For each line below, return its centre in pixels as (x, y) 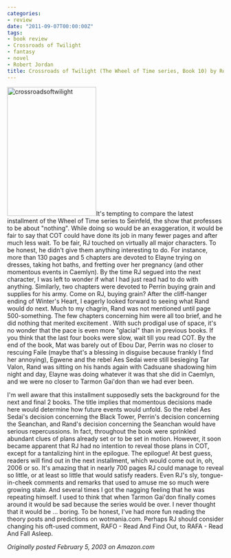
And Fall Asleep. (30, 533)
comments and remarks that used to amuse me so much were (122, 482)
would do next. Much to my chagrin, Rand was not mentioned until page (109, 308)
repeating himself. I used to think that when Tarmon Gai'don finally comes (111, 497)
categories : (24, 13)
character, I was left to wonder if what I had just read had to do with (103, 279)
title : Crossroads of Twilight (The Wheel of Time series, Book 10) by (112, 71)
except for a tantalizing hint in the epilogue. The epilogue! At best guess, (110, 453)
